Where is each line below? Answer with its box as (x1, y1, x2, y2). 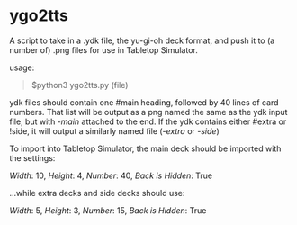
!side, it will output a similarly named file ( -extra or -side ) (9, 125, 220, 136)
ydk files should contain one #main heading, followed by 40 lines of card (9, 96, 279, 108)
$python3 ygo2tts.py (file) (31, 79, 129, 90)
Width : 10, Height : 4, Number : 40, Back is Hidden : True (9, 170, 213, 181)
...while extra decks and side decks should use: (9, 187, 185, 198)
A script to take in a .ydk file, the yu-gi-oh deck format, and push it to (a (9, 35, 275, 46)
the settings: (9, 152, 56, 163)
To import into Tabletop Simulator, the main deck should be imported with (9, 143, 282, 154)
